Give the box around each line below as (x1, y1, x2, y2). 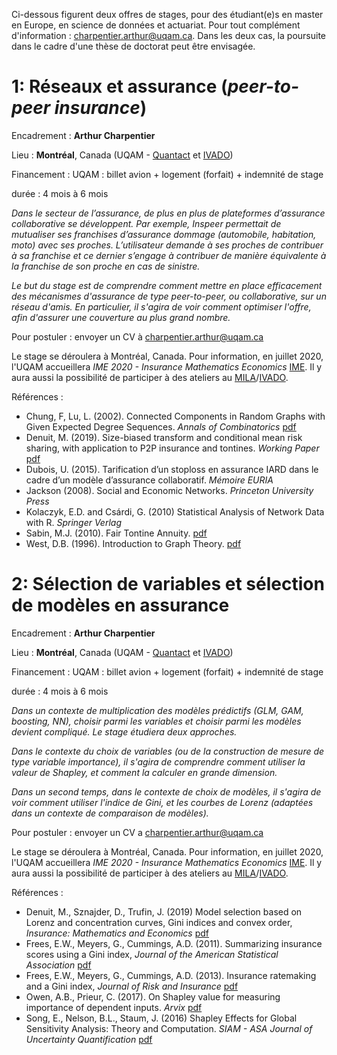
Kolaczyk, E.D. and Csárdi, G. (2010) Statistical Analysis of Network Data (25, 505, 325, 518)
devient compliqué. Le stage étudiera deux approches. (11, 725, 238, 738)
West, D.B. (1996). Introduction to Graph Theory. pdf (25, 537, 242, 549)
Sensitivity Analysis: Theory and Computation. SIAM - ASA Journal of (25, 1022, 313, 1034)
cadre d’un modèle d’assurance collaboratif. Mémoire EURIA (25, 474, 274, 486)
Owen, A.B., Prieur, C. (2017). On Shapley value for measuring (25, 990, 281, 1003)
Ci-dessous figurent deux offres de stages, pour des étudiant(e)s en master (11, 9, 324, 20)
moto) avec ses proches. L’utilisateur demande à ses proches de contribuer (11, 239, 324, 251)
